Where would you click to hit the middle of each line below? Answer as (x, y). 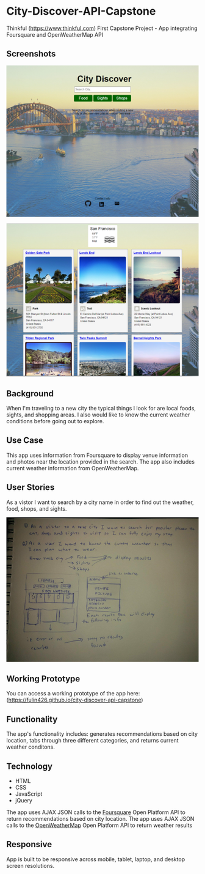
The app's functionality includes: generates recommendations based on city (102, 734)
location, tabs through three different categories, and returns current (92, 741)
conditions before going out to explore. (55, 421)
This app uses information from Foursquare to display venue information (97, 455)
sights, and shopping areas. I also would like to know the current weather (98, 415)
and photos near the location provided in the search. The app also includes (101, 461)
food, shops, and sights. (37, 508)
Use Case (25, 441)
